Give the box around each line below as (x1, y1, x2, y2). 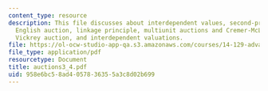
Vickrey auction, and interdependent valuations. (15, 33, 183, 42)
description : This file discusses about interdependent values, (8, 19, 227, 27)
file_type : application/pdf (8, 48, 102, 56)
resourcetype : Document (8, 56, 88, 64)
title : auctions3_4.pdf (8, 63, 88, 71)
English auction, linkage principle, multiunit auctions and (15, 26, 223, 34)
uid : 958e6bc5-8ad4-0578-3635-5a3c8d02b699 (8, 70, 156, 78)
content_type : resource (8, 11, 88, 20)
